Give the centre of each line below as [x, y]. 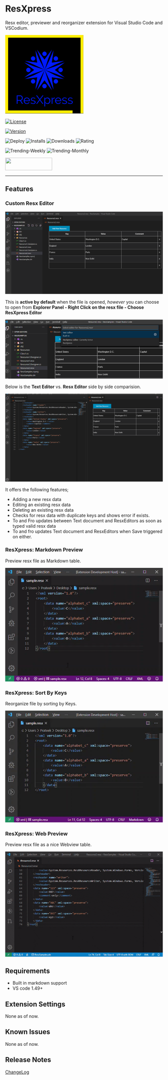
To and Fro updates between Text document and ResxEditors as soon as [87, 521]
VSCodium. [17, 28]
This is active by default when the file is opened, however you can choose [82, 302]
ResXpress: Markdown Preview [44, 550]
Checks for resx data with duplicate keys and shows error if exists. [81, 516]
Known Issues [28, 1032]
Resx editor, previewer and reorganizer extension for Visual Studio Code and [84, 23]
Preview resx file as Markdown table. [43, 561]
